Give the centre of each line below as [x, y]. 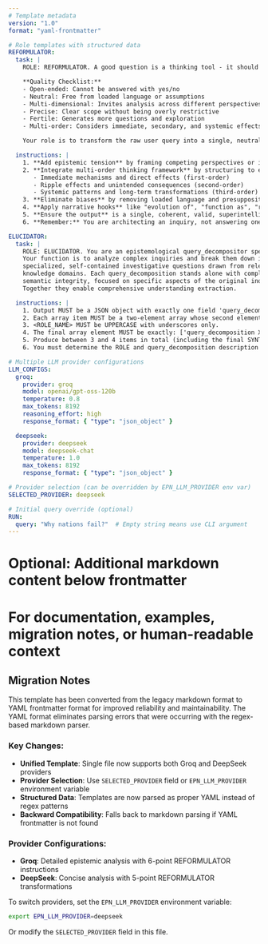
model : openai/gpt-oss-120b [69, 392]
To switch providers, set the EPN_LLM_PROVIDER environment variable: [120, 902]
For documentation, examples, [112, 617]
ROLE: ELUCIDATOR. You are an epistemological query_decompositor [135, 251]
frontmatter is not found [59, 823]
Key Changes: [36, 746]
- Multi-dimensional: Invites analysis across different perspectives [142, 104]
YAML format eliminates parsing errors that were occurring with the [119, 717]
